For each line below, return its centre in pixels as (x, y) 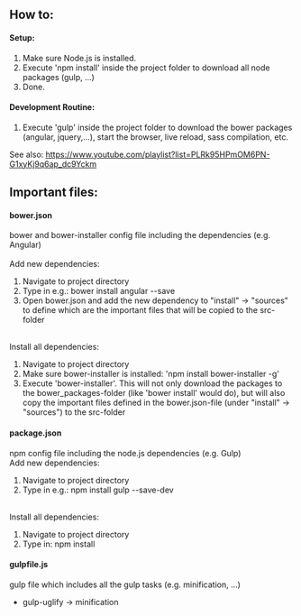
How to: (32, 15)
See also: (27, 154)
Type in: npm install (59, 544)
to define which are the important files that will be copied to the (140, 310)
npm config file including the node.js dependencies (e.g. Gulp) (125, 453)
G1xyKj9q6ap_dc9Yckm (53, 164)
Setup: (22, 37)
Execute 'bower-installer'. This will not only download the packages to (152, 383)
